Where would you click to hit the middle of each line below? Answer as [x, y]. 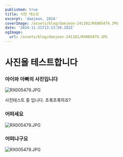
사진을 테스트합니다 [41, 63]
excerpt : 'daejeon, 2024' [31, 19]
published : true [21, 10]
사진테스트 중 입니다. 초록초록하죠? [38, 100]
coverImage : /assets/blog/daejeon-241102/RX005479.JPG [62, 23]
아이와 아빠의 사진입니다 [32, 79]
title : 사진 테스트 [22, 14]
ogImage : [14, 32]
